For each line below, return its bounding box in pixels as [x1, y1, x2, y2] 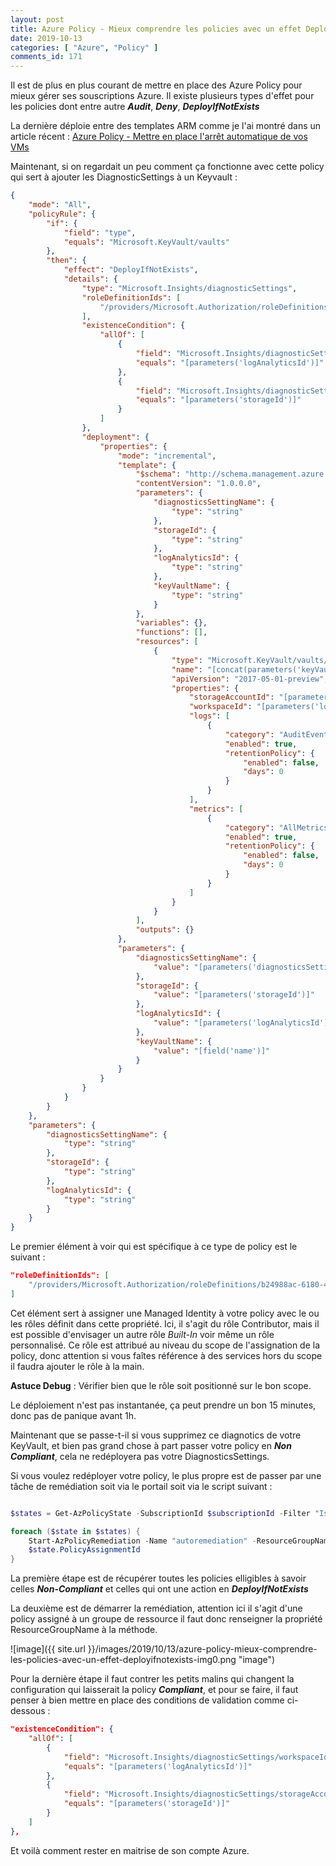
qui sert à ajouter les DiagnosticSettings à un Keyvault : [10, 171, 238, 183]
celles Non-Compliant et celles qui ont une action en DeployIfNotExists [10, 1583, 309, 1595]
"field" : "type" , [63, 227, 137, 238]
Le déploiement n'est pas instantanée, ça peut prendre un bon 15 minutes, [10, 1399, 317, 1411]
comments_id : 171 [10, 52, 83, 62]
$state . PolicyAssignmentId [28, 1545, 141, 1555]
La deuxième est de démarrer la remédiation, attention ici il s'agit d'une [10, 1602, 303, 1615]
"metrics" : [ [189, 804, 244, 814]
